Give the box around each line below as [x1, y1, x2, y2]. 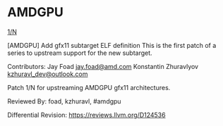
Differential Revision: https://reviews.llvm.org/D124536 [7, 111, 166, 119]
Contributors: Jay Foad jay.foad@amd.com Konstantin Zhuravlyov [7, 62, 199, 70]
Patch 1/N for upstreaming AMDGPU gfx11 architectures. [7, 83, 171, 92]
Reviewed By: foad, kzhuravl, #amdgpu [7, 96, 121, 106]
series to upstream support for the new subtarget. [7, 49, 153, 57]
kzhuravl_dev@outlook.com [7, 70, 88, 78]
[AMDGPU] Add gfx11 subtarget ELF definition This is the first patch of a [7, 41, 217, 49]
